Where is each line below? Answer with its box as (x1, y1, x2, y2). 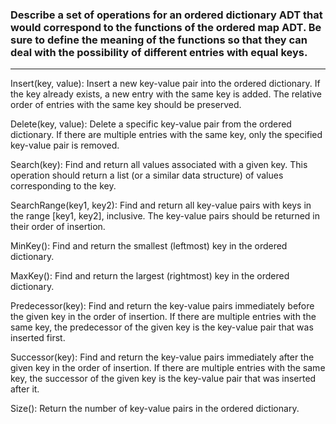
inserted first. (10, 332, 66, 344)
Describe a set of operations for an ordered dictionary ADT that (10, 8, 323, 22)
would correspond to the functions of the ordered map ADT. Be (10, 20, 322, 34)
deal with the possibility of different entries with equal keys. (10, 45, 308, 59)
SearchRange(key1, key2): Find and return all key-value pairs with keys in (10, 199, 312, 212)
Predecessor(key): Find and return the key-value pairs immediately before (10, 300, 315, 312)
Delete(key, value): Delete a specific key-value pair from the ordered (10, 118, 292, 130)
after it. (10, 383, 40, 395)
